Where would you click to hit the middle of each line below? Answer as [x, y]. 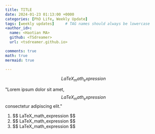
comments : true [21, 51]
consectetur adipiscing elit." [34, 106]
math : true [16, 56]
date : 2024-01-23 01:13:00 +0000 [40, 14]
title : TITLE [19, 10]
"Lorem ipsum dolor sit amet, [35, 89]
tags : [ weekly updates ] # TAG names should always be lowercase [77, 24]
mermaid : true [20, 60]
